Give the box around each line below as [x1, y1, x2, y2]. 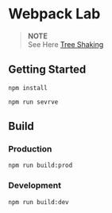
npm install [8, 84, 48, 92]
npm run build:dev [8, 198, 69, 206]
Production [8, 144, 52, 155]
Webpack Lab [8, 5, 101, 23]
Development [8, 180, 62, 191]
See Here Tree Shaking [27, 39, 104, 49]
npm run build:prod [8, 161, 73, 170]
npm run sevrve [8, 97, 59, 106]
